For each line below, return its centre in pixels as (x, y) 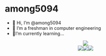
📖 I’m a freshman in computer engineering (57, 28)
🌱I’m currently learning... (38, 33)
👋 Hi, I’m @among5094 (37, 23)
